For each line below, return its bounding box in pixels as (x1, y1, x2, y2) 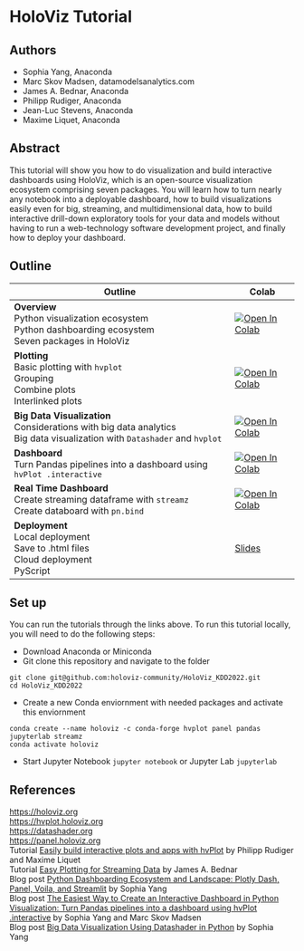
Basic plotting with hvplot (14, 360, 123, 373)
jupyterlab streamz (9, 732, 83, 742)
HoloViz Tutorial (9, 6, 133, 27)
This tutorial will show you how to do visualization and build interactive (9, 165, 272, 176)
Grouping (14, 371, 54, 384)
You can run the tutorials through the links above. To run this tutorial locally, (9, 619, 291, 630)
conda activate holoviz (9, 740, 100, 749)
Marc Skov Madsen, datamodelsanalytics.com (22, 76, 195, 87)
